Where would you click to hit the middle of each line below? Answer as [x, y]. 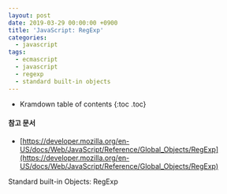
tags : [17, 52]
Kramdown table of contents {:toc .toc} [83, 104]
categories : [28, 37]
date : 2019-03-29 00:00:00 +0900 [63, 23]
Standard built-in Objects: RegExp [63, 181]
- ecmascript [37, 60]
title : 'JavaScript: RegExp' [56, 30]
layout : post [30, 15]
